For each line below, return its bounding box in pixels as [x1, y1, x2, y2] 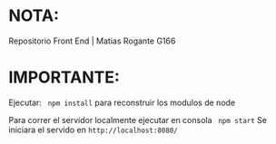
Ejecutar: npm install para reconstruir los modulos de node [8, 97, 236, 108]
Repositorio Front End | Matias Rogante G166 [8, 35, 176, 46]
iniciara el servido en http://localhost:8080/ [8, 124, 178, 135]
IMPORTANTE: [8, 67, 120, 88]
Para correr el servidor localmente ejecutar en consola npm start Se [8, 114, 267, 125]
